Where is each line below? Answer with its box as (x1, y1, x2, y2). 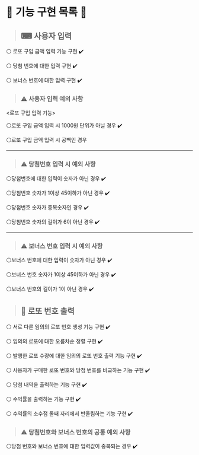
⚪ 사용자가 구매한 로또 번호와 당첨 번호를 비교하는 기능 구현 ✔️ (6, 366, 150, 374)
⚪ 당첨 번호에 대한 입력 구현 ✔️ (6, 62, 78, 69)
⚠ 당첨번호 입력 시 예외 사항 (20, 160, 96, 168)
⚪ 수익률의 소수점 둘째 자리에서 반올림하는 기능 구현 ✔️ (6, 410, 133, 417)
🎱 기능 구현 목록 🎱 (6, 5, 87, 19)
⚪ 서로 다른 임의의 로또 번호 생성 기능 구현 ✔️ (6, 323, 111, 330)
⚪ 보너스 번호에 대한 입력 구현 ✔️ (6, 77, 83, 84)
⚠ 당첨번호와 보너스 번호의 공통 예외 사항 (20, 428, 131, 436)
